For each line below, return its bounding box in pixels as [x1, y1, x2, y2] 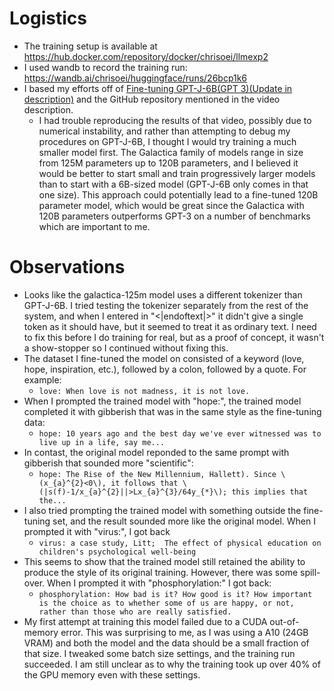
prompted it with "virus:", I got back [23, 525, 171, 537]
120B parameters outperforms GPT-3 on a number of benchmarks [38, 210, 311, 222]
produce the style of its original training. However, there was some [23, 566, 299, 578]
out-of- [269, 615, 300, 627]
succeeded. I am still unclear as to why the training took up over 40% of [23, 658, 321, 670]
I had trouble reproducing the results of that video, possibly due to [38, 114, 312, 126]
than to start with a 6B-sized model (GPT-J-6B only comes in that [38, 178, 309, 190]
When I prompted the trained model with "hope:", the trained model [23, 395, 302, 407]
